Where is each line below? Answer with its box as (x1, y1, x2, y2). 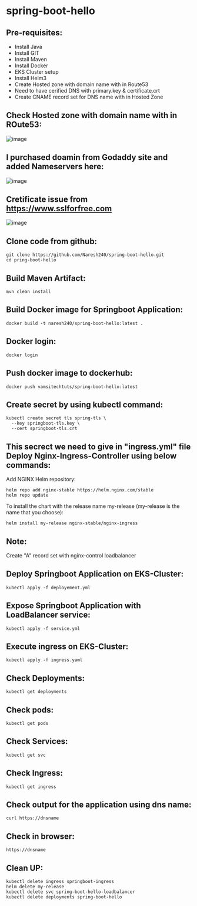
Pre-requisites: (6, 28, 63, 38)
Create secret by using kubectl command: (6, 399, 163, 409)
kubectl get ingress (6, 783, 57, 790)
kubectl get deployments (6, 689, 67, 695)
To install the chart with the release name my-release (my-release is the (6, 503, 180, 510)
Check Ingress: (6, 768, 63, 778)
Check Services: (6, 736, 68, 747)
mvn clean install (6, 289, 51, 295)
